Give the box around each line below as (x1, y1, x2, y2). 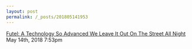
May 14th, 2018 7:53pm (6, 36, 63, 43)
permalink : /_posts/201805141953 (6, 14, 88, 20)
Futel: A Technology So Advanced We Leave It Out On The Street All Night (6, 30, 186, 37)
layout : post (6, 8, 38, 15)
